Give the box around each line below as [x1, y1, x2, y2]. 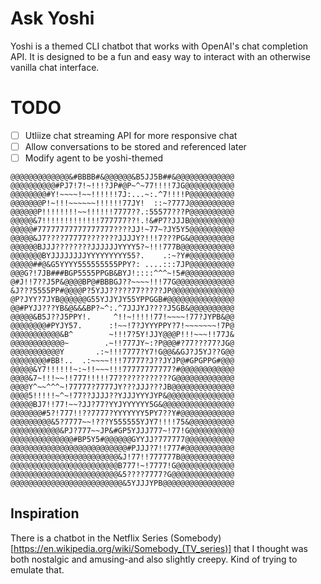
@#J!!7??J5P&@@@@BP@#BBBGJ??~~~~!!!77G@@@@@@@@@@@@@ [10, 277, 235, 287]
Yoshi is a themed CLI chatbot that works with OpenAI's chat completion [10, 40, 309, 52]
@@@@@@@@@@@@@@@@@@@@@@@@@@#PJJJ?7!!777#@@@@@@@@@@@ [10, 443, 235, 454]
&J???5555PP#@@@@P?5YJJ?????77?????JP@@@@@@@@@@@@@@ [10, 286, 235, 296]
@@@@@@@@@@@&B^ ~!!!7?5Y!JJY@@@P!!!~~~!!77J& [10, 330, 235, 340]
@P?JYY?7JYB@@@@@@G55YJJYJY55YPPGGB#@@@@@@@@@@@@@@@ [10, 295, 235, 305]
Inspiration [10, 505, 80, 522]
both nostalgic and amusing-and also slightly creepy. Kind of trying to [10, 553, 298, 565]
